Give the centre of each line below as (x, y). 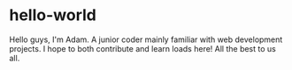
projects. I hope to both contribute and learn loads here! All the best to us (142, 48)
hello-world (53, 15)
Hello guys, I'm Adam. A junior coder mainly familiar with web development (146, 39)
